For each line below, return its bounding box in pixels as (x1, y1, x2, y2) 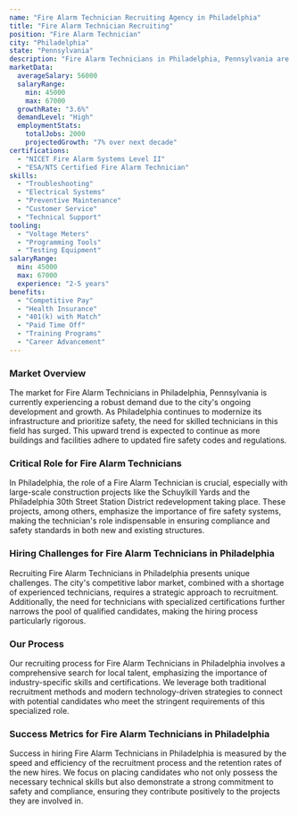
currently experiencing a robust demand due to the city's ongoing (9, 397, 252, 408)
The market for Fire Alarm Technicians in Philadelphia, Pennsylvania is (9, 387, 268, 398)
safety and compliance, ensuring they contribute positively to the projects (9, 786, 281, 797)
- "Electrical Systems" (17, 188, 105, 197)
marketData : (9, 64, 54, 72)
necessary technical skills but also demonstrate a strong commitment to (9, 777, 274, 787)
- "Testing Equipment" (17, 246, 102, 255)
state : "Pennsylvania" (9, 47, 94, 55)
